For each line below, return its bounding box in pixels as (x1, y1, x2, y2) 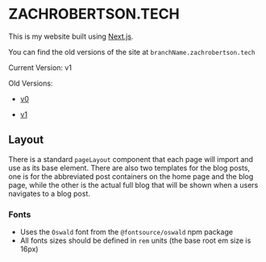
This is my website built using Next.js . (8, 31, 134, 41)
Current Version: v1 (8, 62, 73, 73)
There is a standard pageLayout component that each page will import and (8, 154, 254, 164)
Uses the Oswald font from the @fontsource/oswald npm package (19, 227, 234, 237)
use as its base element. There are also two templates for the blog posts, (8, 163, 251, 173)
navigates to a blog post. (8, 189, 90, 198)
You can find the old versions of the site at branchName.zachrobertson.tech (8, 47, 256, 56)
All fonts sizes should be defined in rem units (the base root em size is (19, 235, 251, 246)
